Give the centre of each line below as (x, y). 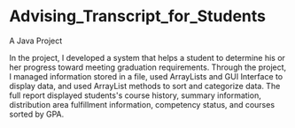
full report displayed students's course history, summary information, (135, 95)
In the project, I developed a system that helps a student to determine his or (147, 57)
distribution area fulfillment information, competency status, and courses (142, 104)
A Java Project (36, 41)
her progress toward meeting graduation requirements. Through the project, (148, 67)
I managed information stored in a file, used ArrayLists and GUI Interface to (146, 76)
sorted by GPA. (37, 114)
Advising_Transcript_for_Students (137, 16)
